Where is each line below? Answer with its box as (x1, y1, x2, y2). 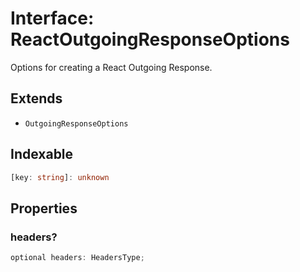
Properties (10, 200, 78, 217)
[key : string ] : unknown (10, 172, 110, 182)
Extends (10, 90, 63, 107)
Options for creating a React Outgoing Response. (10, 61, 213, 73)
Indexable (10, 146, 74, 163)
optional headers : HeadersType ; (10, 253, 145, 263)
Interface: (10, 7, 95, 30)
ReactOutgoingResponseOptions (10, 28, 290, 51)
